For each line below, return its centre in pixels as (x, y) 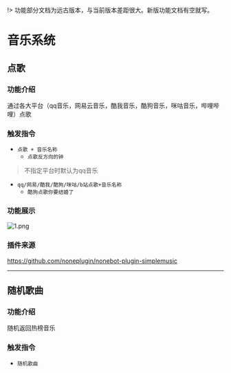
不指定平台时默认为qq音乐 (61, 171)
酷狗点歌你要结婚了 (51, 192)
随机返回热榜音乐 (31, 328)
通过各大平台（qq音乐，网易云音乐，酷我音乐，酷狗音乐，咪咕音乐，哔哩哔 (113, 105)
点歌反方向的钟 (45, 157)
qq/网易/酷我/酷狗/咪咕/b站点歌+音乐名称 (69, 185)
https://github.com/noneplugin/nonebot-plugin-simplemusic (92, 261)
